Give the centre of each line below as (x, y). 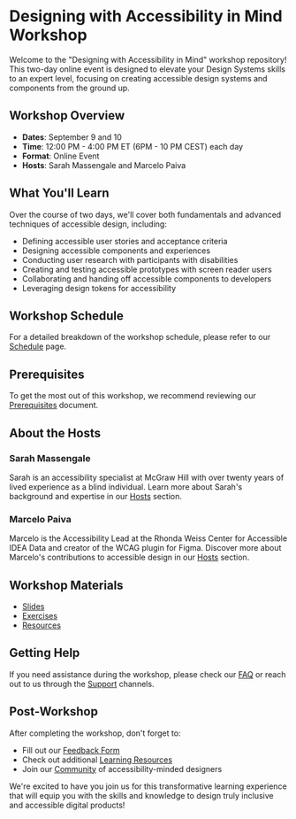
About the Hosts (55, 433)
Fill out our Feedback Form (71, 750)
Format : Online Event (61, 156)
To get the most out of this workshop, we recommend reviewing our (133, 396)
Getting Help (45, 653)
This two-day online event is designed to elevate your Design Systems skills (147, 69)
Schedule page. (38, 346)
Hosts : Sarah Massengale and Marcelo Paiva (104, 165)
